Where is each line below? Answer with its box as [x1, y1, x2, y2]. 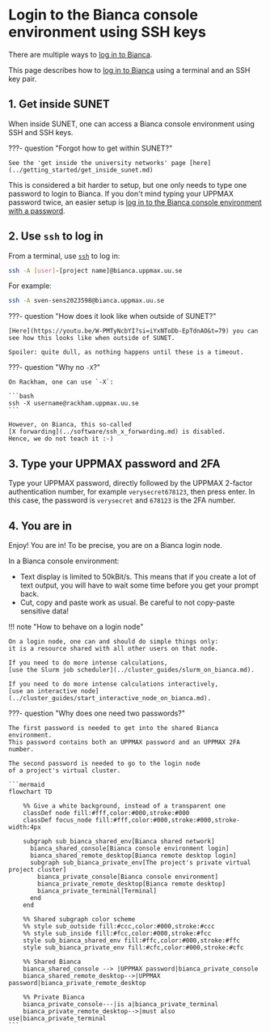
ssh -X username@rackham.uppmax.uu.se [8, 399, 139, 408]
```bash [8, 393, 35, 401]
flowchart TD [8, 788, 53, 796]
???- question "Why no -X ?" [8, 363, 101, 372]
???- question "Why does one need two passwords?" [8, 708, 186, 718]
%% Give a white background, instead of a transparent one [23, 801, 226, 810]
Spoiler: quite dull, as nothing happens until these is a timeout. [8, 348, 244, 357]
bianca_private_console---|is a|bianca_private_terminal [23, 1000, 219, 1009]
